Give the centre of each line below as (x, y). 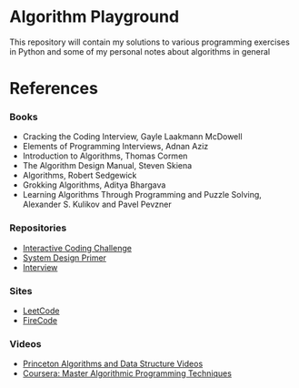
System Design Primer (65, 258)
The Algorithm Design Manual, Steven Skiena (107, 166)
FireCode (40, 321)
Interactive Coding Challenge (77, 248)
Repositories (38, 228)
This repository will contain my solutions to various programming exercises (150, 42)
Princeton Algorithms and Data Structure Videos (113, 364)
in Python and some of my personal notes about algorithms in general (140, 51)
